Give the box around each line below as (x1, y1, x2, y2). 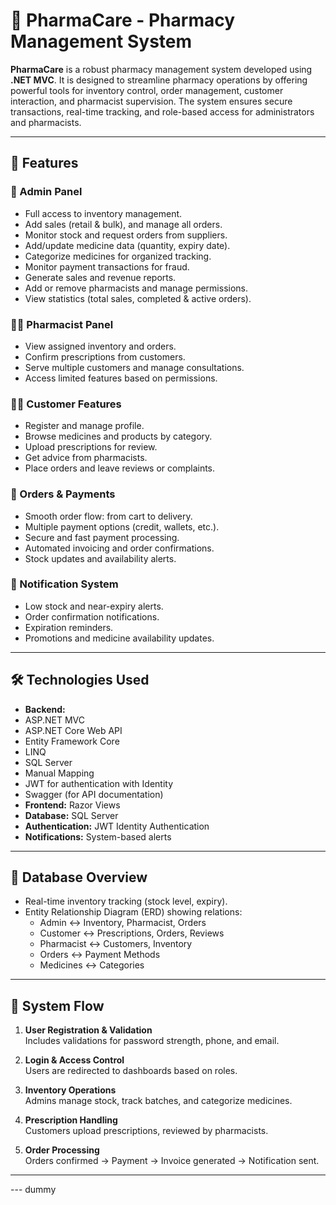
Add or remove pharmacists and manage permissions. (24, 282, 249, 294)
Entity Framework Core (24, 735, 120, 747)
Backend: (24, 703, 66, 715)
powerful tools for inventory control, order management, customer (10, 84, 284, 96)
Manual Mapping (24, 767, 95, 779)
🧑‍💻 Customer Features (10, 397, 122, 411)
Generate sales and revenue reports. (24, 271, 177, 283)
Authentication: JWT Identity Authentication (24, 820, 210, 832)
